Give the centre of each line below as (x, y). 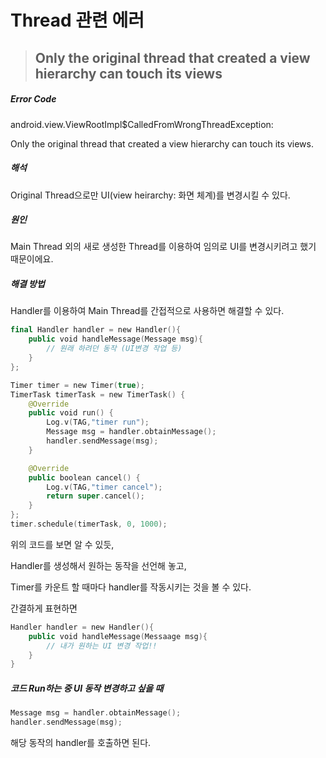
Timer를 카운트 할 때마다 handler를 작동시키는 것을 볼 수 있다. (131, 587)
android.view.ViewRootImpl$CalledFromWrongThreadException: (142, 124)
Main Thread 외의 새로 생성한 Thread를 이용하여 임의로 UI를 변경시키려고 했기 (163, 247)
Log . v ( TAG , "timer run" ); (98, 422)
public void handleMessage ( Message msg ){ (115, 339)
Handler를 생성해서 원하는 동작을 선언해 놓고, (98, 565)
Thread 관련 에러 (77, 20)
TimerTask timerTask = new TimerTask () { (98, 394)
